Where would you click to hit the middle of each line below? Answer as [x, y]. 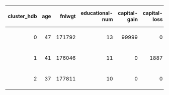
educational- [97, 13]
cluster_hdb [22, 16]
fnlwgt [68, 16]
